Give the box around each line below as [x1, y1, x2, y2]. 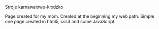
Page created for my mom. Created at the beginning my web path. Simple [5, 14, 155, 19]
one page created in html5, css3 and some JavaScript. [5, 19, 116, 24]
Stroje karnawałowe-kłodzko [5, 4, 63, 10]
